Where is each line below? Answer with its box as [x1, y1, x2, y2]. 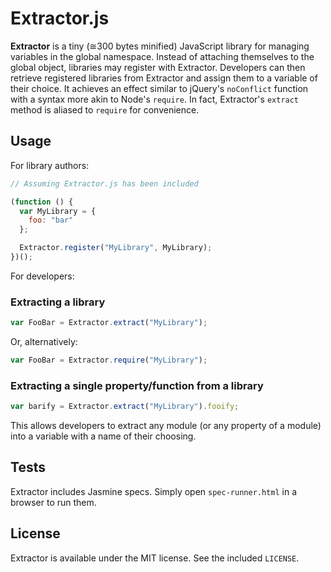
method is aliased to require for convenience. [10, 103, 200, 116]
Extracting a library [10, 295, 106, 309]
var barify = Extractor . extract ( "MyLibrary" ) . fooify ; [10, 402, 240, 412]
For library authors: [10, 159, 90, 171]
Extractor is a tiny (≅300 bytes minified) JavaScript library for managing [10, 40, 310, 52]
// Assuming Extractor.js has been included [10, 178, 199, 189]
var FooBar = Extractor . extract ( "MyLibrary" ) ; [10, 318, 208, 328]
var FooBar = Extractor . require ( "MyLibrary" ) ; [10, 355, 208, 366]
